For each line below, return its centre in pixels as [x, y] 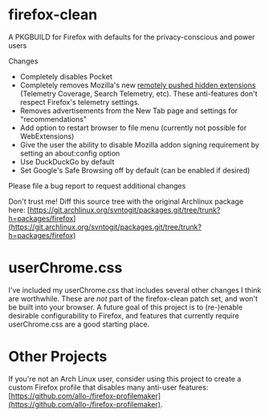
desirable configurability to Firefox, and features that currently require [124, 315]
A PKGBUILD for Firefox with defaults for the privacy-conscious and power [132, 37]
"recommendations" [53, 119]
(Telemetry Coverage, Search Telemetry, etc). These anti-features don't [139, 93]
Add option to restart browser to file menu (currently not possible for [133, 128]
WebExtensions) [47, 136]
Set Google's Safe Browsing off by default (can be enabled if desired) [135, 170]
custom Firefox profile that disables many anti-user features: [108, 387]
